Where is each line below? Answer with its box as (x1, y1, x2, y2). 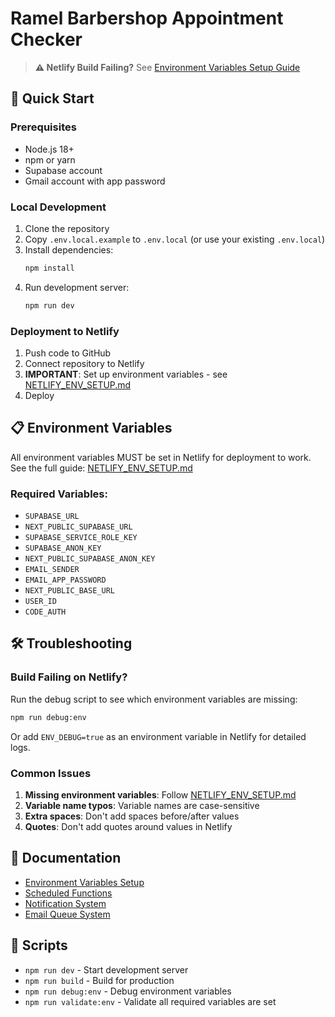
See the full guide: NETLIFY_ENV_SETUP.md (10, 462, 193, 474)
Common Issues (10, 766, 92, 780)
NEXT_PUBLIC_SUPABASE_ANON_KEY (24, 554, 156, 564)
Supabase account (24, 164, 103, 176)
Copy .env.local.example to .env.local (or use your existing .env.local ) (24, 233, 326, 245)
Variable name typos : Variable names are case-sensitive (24, 799, 260, 811)
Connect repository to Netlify (24, 357, 145, 369)
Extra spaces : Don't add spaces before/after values (24, 810, 240, 822)
